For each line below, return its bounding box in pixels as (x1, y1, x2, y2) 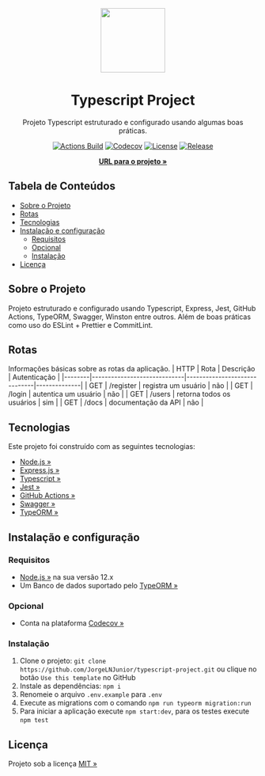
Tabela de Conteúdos (8, 180, 116, 193)
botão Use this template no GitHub (19, 673, 136, 683)
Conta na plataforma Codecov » (19, 618, 124, 628)
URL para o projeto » (98, 156, 168, 165)
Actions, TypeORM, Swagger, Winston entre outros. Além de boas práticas (8, 312, 252, 321)
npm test (19, 717, 49, 725)
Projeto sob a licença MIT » (8, 759, 97, 769)
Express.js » (19, 466, 60, 475)
